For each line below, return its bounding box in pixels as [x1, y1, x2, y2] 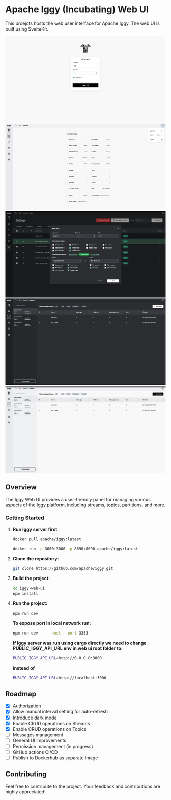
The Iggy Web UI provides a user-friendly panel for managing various [5, 496, 151, 503]
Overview [5, 483, 37, 492]
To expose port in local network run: [12, 620, 91, 626]
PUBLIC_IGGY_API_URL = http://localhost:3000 [12, 675, 107, 680]
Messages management [12, 732, 64, 738]
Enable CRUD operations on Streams [12, 720, 90, 726]
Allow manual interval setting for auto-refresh [12, 709, 108, 715]
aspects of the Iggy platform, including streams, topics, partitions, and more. [5, 502, 166, 508]
